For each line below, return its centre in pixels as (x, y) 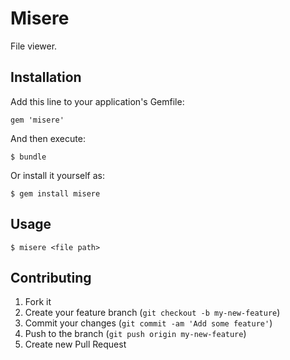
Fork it (38, 302)
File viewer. (34, 46)
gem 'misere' (37, 120)
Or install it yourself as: (57, 175)
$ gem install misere (55, 193)
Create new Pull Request (75, 344)
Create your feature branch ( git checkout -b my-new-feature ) (152, 313)
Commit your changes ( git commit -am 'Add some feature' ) (148, 323)
